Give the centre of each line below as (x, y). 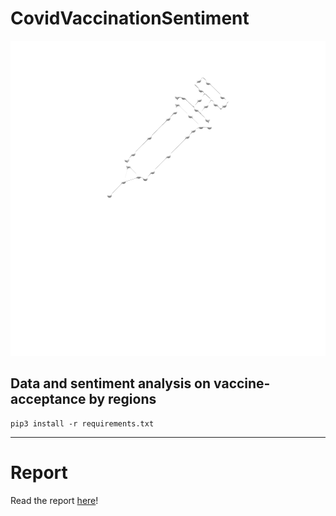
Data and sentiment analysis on (111, 383)
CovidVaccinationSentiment (130, 18)
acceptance (48, 399)
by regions (122, 399)
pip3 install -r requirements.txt (82, 423)
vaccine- (242, 383)
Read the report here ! (54, 500)
